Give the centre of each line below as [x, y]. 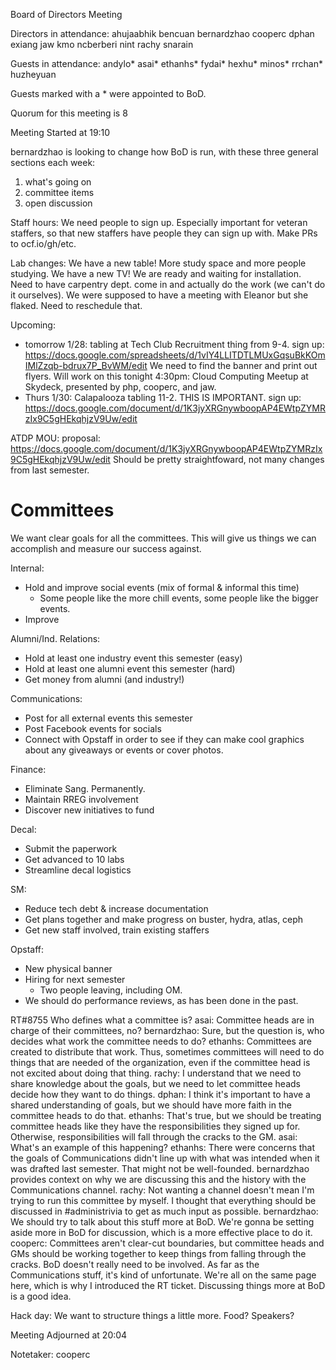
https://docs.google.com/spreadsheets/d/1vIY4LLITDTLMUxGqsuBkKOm [175, 355]
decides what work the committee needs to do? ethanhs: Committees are [161, 1041]
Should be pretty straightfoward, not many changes [218, 459]
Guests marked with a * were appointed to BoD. [108, 93]
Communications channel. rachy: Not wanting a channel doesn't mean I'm [162, 1190]
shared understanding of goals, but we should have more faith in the [151, 1105]
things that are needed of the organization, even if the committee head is [160, 1062]
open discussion [58, 203]
